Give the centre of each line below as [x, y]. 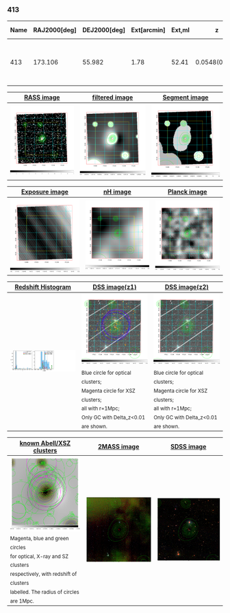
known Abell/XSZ [45, 443]
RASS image [42, 97]
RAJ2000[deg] [55, 30]
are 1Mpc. [22, 601]
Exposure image [44, 192]
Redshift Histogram [43, 287]
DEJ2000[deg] [103, 30]
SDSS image [189, 447]
